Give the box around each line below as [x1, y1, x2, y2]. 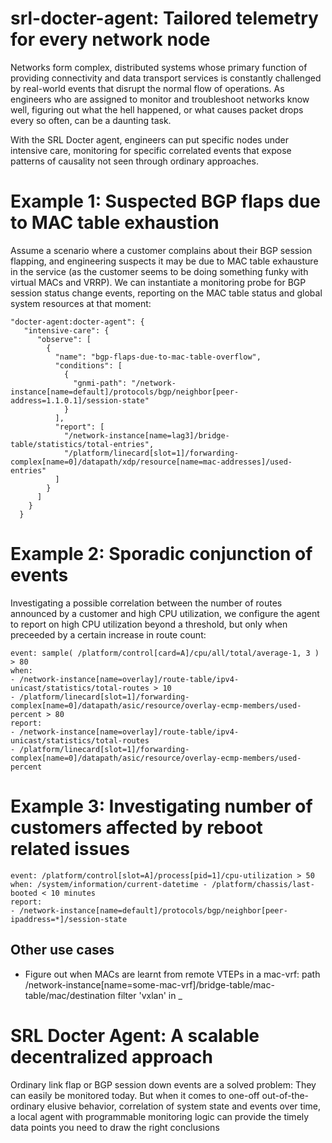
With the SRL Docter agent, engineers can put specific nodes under [10, 133, 290, 146]
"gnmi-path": [73, 378, 128, 388]
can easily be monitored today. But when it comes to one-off [10, 1089, 260, 1101]
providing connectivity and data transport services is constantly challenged [10, 72, 322, 84]
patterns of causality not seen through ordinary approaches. [10, 155, 259, 167]
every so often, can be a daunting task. [10, 114, 172, 126]
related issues [10, 838, 130, 860]
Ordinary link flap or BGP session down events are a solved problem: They [10, 1078, 317, 1091]
